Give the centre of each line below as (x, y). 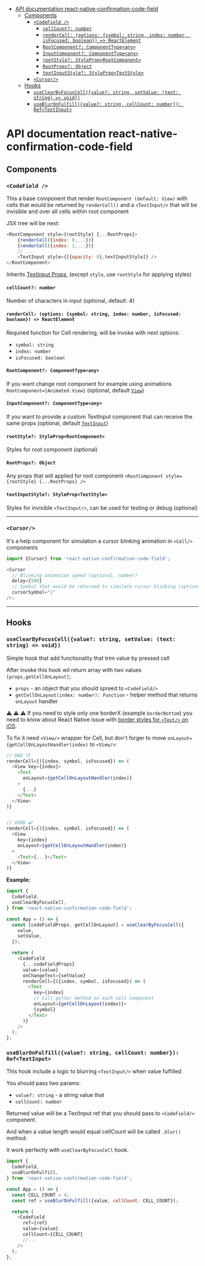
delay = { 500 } (27, 581)
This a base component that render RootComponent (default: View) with (97, 198)
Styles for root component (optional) (52, 450)
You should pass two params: (44, 1083)
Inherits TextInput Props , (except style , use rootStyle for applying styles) (99, 275)
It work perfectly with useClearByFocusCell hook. (68, 1150)
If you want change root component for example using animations (89, 383)
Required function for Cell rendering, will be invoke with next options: (93, 333)
